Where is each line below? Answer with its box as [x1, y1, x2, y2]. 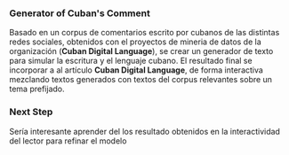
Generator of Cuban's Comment [9, 7, 151, 19]
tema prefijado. [9, 83, 65, 95]
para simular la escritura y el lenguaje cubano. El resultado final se [9, 56, 253, 66]
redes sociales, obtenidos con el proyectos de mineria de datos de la [9, 36, 262, 47]
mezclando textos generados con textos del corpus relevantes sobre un [9, 74, 273, 85]
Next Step [9, 105, 53, 118]
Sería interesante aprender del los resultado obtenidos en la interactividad [9, 126, 280, 136]
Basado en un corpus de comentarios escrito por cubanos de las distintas [9, 27, 280, 38]
